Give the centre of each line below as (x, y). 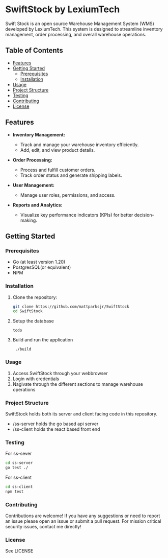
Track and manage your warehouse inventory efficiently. (79, 145)
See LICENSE (19, 551)
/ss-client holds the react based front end (56, 429)
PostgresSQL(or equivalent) (42, 267)
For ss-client (19, 477)
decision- (144, 215)
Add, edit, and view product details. (58, 150)
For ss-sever (19, 454)
